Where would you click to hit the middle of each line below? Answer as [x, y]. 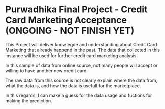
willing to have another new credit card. [46, 70]
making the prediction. [29, 101]
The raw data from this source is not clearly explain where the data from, [81, 80]
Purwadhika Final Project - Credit [76, 9]
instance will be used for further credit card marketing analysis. [72, 55]
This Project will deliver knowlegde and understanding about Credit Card [81, 44]
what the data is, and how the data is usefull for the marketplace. [73, 86]
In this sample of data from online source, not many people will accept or [82, 65]
